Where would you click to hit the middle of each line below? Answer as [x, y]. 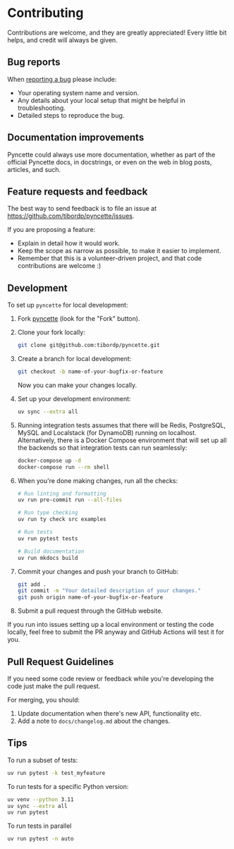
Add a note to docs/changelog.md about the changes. [94, 721]
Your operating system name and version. [78, 92]
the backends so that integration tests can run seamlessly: [102, 447]
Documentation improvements [76, 138]
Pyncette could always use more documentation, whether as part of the [111, 154]
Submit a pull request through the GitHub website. [90, 611]
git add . [32, 584]
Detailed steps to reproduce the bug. [71, 115]
